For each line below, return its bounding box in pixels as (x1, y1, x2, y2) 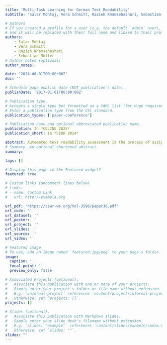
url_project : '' (5, 222, 39, 227)
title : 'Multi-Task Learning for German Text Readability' (5, 7, 130, 12)
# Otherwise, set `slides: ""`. (5, 328, 77, 333)
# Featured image (5, 245, 41, 250)
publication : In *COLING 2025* (5, 126, 70, 131)
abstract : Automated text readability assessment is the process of (5, 140, 150, 145)
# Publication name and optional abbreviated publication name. (5, 121, 141, 127)
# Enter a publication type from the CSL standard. (5, 108, 114, 113)
